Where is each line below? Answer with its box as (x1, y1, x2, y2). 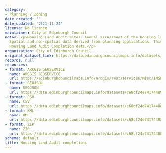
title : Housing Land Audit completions (5, 140, 87, 146)
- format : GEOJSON (5, 80, 43, 85)
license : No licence (5, 26, 48, 31)
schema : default (5, 136, 39, 141)
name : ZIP (9, 126, 30, 131)
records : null (5, 58, 35, 63)
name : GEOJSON (9, 85, 39, 90)
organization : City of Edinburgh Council (5, 48, 92, 53)
